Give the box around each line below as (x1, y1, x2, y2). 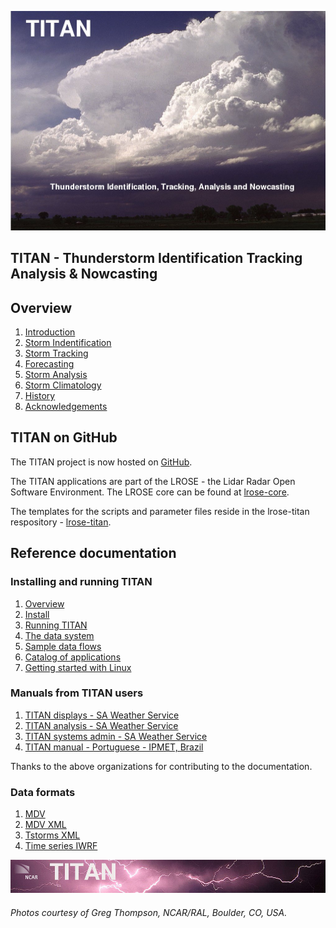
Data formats (10, 785, 76, 799)
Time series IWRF (24, 840, 98, 852)
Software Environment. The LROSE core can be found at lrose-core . (10, 486, 290, 498)
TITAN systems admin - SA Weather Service (24, 730, 208, 742)
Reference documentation (10, 545, 177, 562)
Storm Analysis (24, 369, 88, 381)
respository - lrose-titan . (10, 516, 112, 528)
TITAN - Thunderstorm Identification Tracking (10, 250, 303, 267)
